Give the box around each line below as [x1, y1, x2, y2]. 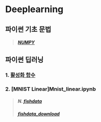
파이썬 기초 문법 [5, 25, 52, 33]
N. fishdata [17, 98, 42, 104]
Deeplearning [5, 4, 64, 15]
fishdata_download [17, 111, 60, 117]
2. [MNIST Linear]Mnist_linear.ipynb [5, 86, 96, 93]
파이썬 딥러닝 [5, 55, 44, 64]
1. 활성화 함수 [5, 72, 36, 79]
